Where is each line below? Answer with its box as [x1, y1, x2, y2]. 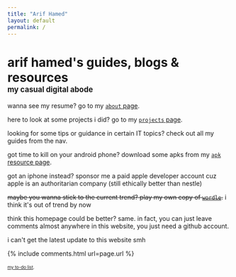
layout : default [7, 17, 55, 24]
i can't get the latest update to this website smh [7, 236, 146, 244]
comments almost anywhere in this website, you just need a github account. [7, 222, 229, 231]
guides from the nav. [7, 136, 68, 146]
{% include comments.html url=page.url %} [7, 249, 135, 258]
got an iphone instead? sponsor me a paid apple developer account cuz [7, 172, 217, 180]
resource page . [7, 158, 52, 167]
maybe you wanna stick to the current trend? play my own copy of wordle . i [7, 193, 227, 202]
